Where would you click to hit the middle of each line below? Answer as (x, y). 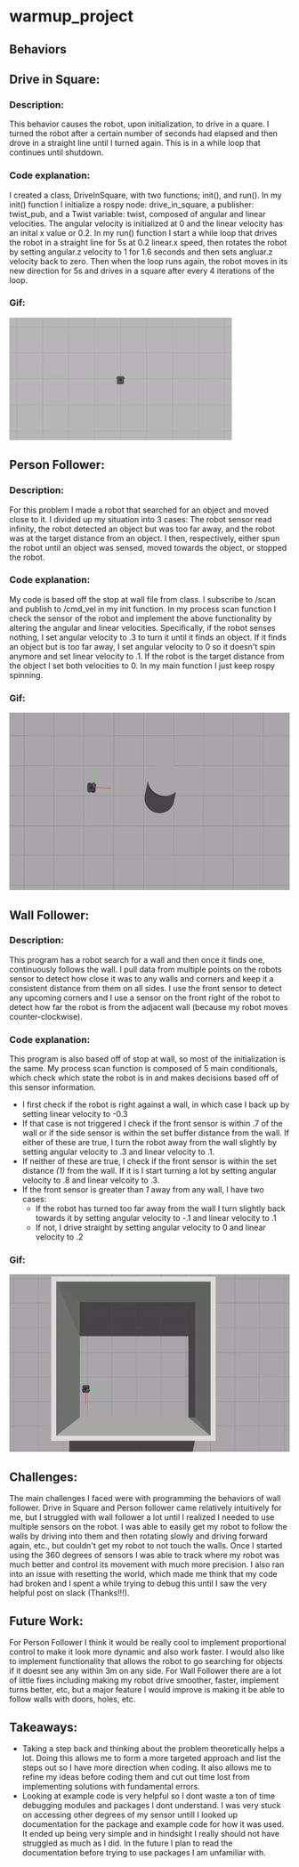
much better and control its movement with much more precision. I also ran (147, 1564)
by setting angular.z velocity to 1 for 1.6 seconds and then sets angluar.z (141, 252)
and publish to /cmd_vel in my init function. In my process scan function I (143, 609)
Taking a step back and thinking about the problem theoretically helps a (153, 1748)
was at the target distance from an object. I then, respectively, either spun (145, 538)
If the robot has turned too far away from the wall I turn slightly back (161, 1208)
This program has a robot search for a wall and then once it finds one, (137, 959)
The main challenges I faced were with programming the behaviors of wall (145, 1499)
